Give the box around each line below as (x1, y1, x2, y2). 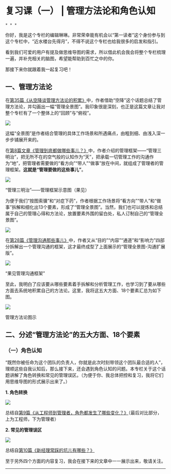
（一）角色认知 (5, 347, 42, 354)
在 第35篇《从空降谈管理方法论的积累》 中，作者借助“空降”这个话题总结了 (5, 97, 158, 103)
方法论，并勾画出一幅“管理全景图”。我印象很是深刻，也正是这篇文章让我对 (9, 103, 165, 109)
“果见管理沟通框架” (5, 270, 45, 276)
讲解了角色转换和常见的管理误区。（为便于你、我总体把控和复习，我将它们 (9, 372, 164, 378)
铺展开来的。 (14, 136, 41, 143)
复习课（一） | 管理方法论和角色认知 (5, 5, 156, 17)
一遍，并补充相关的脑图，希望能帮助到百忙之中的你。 (5, 55, 117, 62)
